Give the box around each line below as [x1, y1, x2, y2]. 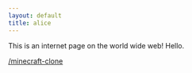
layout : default [8, 11, 62, 20]
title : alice [8, 19, 52, 27]
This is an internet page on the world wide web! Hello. [8, 40, 185, 50]
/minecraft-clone [8, 56, 63, 66]
